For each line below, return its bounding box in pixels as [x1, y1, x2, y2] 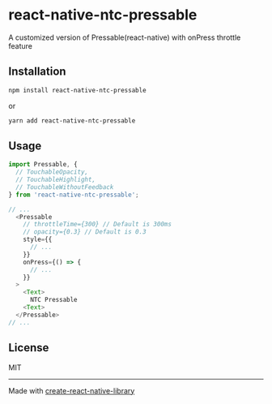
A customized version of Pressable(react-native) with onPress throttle [8, 32, 241, 42]
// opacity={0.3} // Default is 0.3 [23, 228, 147, 236]
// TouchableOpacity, [15, 168, 89, 176]
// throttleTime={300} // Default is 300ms [23, 221, 172, 229]
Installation [8, 65, 66, 79]
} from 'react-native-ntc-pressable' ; [8, 191, 139, 199]
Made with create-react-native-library [8, 385, 135, 395]
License [8, 341, 49, 355]
